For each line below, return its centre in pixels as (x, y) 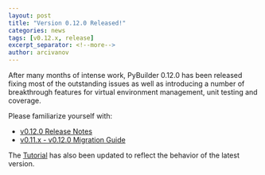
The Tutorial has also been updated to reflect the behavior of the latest (124, 155)
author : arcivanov (39, 52)
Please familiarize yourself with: (60, 116)
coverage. (25, 101)
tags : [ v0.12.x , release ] (51, 38)
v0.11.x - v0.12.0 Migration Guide (72, 140)
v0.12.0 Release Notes (56, 131)
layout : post (30, 16)
